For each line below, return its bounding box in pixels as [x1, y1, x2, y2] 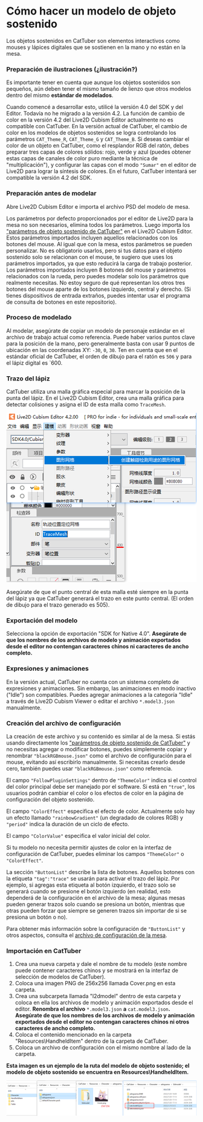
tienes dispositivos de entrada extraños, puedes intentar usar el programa [6, 292, 190, 299]
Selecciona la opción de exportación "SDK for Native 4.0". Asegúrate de [6, 630, 187, 638]
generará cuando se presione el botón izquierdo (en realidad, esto [6, 888, 171, 895]
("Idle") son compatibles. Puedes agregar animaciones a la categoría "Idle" [6, 691, 193, 698]
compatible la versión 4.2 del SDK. [6, 174, 92, 181]
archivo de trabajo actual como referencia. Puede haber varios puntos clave [6, 333, 195, 341]
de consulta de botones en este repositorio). [6, 298, 117, 305]
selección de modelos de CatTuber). [14, 973, 106, 980]
